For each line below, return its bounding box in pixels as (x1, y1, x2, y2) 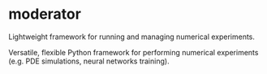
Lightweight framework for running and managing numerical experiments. (8, 32, 256, 41)
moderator (8, 5, 81, 24)
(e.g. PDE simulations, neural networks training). (8, 56, 170, 66)
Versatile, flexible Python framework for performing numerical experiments (8, 47, 259, 57)
